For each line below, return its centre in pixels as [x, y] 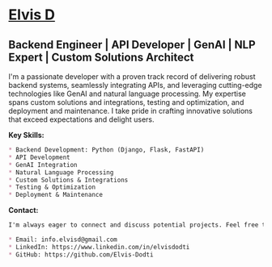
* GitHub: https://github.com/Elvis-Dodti [81, 254]
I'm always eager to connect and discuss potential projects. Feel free [134, 225]
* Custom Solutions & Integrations [68, 180]
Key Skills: [26, 135]
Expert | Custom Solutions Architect [101, 57]
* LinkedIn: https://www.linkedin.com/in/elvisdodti [99, 247]
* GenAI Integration [43, 165]
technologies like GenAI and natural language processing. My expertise [127, 94]
